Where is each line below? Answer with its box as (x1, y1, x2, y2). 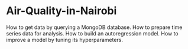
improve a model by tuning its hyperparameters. (6, 36, 123, 43)
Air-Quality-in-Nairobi (6, 4, 117, 18)
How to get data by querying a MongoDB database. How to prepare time (6, 24, 183, 31)
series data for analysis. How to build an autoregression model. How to (6, 30, 179, 37)
